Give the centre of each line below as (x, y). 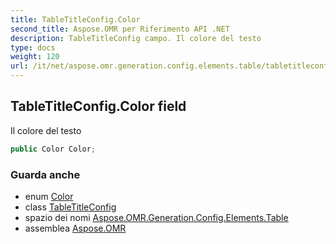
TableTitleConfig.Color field (98, 106)
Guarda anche (45, 174)
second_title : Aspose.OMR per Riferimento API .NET (120, 29)
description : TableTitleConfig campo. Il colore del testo (136, 38)
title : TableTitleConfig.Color (75, 19)
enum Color (49, 196)
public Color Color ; (53, 149)
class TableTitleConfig (70, 207)
